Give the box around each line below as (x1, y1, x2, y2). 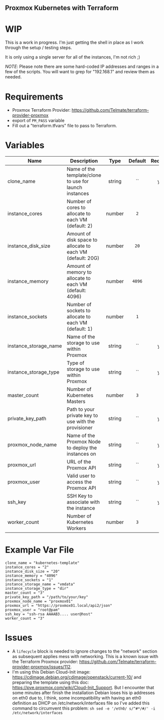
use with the (66, 418, 95, 425)
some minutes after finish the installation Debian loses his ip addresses (12, 690, 155, 696)
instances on (66, 451, 96, 458)
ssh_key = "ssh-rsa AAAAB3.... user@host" (5, 612, 93, 617)
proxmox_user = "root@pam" (5, 607, 60, 613)
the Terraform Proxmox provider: (12, 659, 78, 665)
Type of (66, 360, 84, 366)
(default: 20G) (66, 255, 100, 261)
